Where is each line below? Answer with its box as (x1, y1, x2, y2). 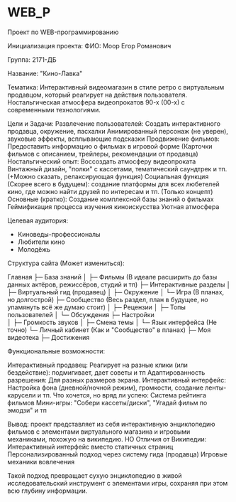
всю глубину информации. (7, 486, 88, 495)
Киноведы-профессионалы (17, 230, 101, 238)
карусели (7, 390, 36, 399)
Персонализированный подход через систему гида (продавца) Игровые (7, 449, 228, 459)
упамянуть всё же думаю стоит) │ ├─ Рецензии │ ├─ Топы (7, 303, 186, 311)
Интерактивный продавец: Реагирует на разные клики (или (7, 361, 188, 369)
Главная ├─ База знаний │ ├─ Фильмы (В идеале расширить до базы (7, 272, 218, 281)
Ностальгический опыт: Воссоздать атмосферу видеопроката (7, 157, 196, 166)
